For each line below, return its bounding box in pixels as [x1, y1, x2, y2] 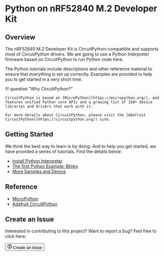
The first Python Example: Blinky [12, 163, 79, 169]
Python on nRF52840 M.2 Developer [5, 3, 158, 14]
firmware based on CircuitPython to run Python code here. [5, 57, 124, 62]
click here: [5, 233, 27, 239]
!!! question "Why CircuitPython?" [5, 86, 73, 91]
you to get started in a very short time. [5, 77, 82, 82]
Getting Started [5, 130, 54, 139]
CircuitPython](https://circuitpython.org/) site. [5, 117, 111, 122]
